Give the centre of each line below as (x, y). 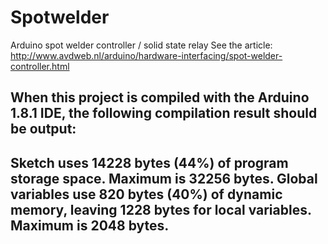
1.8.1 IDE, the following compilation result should (164, 113)
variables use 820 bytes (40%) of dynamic (146, 194)
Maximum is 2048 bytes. (90, 225)
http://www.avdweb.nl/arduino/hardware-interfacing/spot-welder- (146, 55)
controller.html (40, 66)
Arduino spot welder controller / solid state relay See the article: (141, 45)
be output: (43, 129)
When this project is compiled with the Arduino (160, 97)
